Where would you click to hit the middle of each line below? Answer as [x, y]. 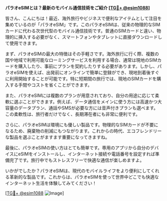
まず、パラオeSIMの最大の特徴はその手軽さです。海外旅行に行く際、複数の [82, 54]
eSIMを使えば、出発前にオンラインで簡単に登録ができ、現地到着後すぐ [86, 72]
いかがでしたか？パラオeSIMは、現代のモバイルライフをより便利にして [78, 171]
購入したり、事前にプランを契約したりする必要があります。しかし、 [88, 66]
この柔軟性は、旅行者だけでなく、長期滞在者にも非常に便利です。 [73, 114]
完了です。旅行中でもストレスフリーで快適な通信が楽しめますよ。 [77, 160]
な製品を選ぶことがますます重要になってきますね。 [57, 137]
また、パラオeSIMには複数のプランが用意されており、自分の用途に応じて [80, 96]
